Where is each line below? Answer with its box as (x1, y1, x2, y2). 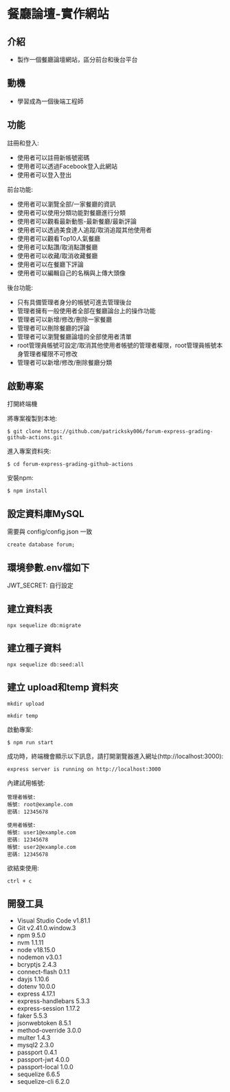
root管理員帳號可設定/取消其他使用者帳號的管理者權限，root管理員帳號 (16, 341, 217, 349)
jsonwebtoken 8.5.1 (16, 1019, 71, 1027)
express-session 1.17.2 (16, 1005, 80, 1013)
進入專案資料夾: (7, 447, 51, 455)
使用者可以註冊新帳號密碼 (16, 153, 90, 162)
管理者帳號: (7, 793, 36, 801)
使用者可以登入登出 (16, 170, 72, 179)
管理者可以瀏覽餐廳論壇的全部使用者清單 (16, 332, 132, 341)
